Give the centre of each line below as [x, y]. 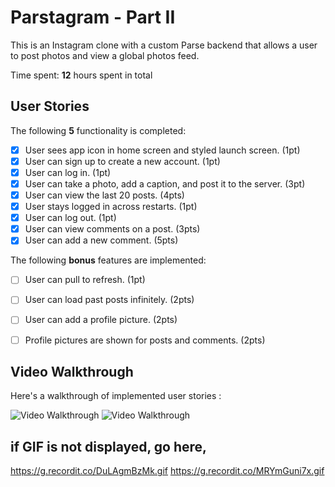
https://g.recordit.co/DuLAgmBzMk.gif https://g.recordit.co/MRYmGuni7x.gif [167, 471]
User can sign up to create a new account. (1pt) [122, 161]
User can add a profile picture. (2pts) [101, 320]
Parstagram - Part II [93, 17]
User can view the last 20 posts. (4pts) [104, 195]
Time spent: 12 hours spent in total [81, 75]
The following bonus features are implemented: [108, 260]
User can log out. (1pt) [70, 218]
